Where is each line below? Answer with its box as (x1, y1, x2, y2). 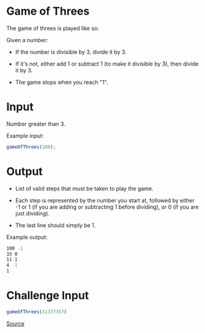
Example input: (6, 132, 44, 139)
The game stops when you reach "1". (15, 78, 108, 86)
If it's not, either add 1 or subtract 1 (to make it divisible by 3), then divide (15, 60, 199, 67)
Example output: (6, 233, 48, 241)
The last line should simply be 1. (15, 222, 96, 229)
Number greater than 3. (6, 120, 65, 127)
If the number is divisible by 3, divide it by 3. (15, 48, 127, 56)
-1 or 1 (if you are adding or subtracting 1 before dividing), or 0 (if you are (15, 203, 199, 211)
